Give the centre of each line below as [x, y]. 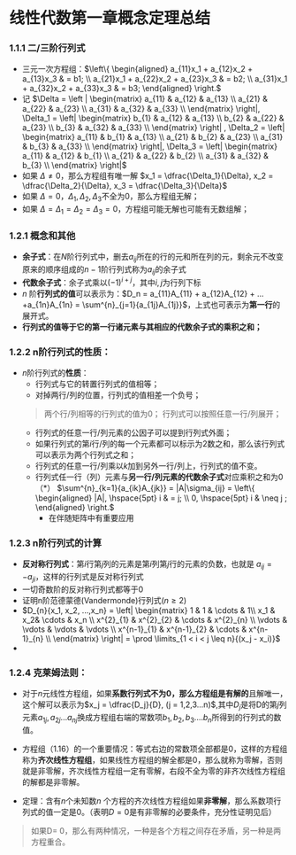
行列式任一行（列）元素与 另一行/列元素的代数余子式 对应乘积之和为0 [159, 477]
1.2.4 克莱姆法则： [49, 672]
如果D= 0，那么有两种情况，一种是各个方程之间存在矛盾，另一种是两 [156, 830]
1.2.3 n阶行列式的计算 [56, 543]
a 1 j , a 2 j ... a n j [57, 718]
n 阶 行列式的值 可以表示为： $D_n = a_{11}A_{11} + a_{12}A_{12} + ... [143, 293]
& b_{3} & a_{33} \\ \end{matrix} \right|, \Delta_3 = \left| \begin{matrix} [150, 146]
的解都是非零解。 [53, 781]
